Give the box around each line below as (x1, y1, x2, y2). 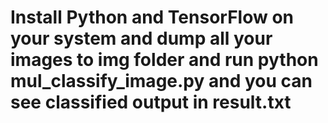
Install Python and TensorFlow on (10, 6, 295, 29)
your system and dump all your (10, 27, 273, 50)
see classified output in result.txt (10, 91, 292, 114)
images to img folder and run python (10, 49, 319, 71)
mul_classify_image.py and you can (10, 70, 313, 93)
